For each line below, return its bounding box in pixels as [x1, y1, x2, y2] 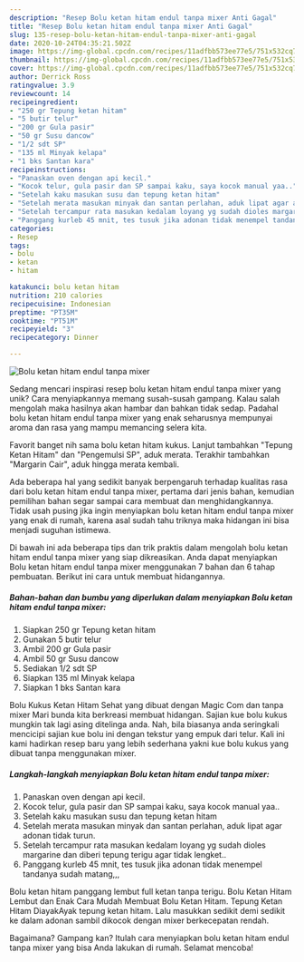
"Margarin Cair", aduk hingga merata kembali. [9, 459, 180, 470]
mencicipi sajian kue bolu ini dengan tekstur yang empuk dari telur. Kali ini [9, 728, 285, 739]
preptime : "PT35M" [9, 307, 79, 317]
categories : [9, 224, 54, 233]
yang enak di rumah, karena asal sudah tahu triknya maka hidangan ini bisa [9, 515, 290, 526]
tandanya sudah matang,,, [22, 868, 120, 879]
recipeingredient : [9, 97, 79, 107]
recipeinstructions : [9, 165, 88, 174]
